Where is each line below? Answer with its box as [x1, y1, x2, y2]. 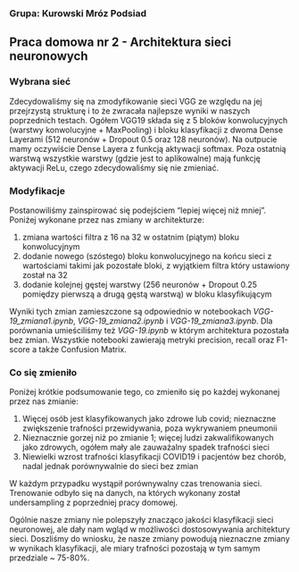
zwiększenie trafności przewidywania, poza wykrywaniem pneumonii [21, 423, 278, 433]
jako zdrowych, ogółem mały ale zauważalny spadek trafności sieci [21, 442, 270, 453]
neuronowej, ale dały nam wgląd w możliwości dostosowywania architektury [9, 524, 290, 534]
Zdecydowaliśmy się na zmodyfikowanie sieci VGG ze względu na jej [9, 96, 262, 106]
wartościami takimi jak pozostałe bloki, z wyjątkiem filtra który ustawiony [21, 260, 290, 271]
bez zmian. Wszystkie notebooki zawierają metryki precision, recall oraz [9, 334, 275, 345]
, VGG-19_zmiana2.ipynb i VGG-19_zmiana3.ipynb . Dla [72, 315, 273, 326]
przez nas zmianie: [9, 396, 79, 407]
